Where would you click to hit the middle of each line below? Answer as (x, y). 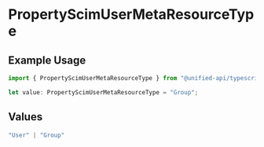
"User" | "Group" (37, 135)
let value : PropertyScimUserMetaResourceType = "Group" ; (103, 92)
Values (26, 117)
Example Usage (47, 60)
